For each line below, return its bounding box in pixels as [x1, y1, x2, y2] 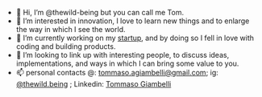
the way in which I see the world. [15, 25, 127, 34]
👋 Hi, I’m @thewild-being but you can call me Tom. [15, 8, 184, 17]
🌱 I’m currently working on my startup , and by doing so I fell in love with [15, 33, 255, 42]
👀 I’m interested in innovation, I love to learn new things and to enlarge [15, 16, 250, 26]
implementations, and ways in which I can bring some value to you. [15, 59, 239, 68]
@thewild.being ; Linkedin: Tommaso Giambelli [15, 79, 172, 88]
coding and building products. [15, 42, 116, 51]
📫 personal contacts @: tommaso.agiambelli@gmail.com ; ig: [15, 68, 219, 77]
